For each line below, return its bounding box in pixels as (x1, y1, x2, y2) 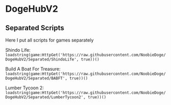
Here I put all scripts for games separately (5, 37, 94, 43)
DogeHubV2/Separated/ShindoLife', (5, 57, 79, 62)
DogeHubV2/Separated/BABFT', (5, 76, 68, 81)
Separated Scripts (5, 24, 65, 32)
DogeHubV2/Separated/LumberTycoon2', (5, 95, 86, 100)
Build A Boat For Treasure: (5, 66, 61, 72)
